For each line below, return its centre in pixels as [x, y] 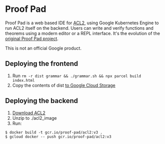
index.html [23, 80]
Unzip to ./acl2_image [34, 118]
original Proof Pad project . [32, 39]
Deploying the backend [41, 101]
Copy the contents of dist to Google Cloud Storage [64, 85]
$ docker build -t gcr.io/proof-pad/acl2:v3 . [54, 132]
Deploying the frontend [41, 64]
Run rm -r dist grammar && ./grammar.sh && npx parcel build [77, 76]
